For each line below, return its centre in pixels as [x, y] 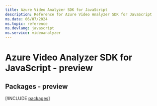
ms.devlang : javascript [30, 28]
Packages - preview [37, 86]
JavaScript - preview [49, 68]
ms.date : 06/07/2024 [27, 19]
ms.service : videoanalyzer [33, 33]
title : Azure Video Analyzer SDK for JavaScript [56, 10]
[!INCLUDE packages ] [28, 98]
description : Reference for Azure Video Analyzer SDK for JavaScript [79, 14]
